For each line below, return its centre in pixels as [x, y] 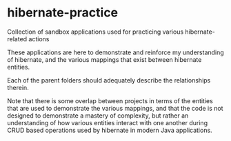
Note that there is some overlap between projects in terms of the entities [110, 100]
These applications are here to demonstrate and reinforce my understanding [115, 52]
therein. [18, 87]
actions [39, 39]
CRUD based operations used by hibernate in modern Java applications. [110, 130]
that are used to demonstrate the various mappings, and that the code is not [115, 108]
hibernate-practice [63, 13]
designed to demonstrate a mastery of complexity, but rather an [98, 116]
